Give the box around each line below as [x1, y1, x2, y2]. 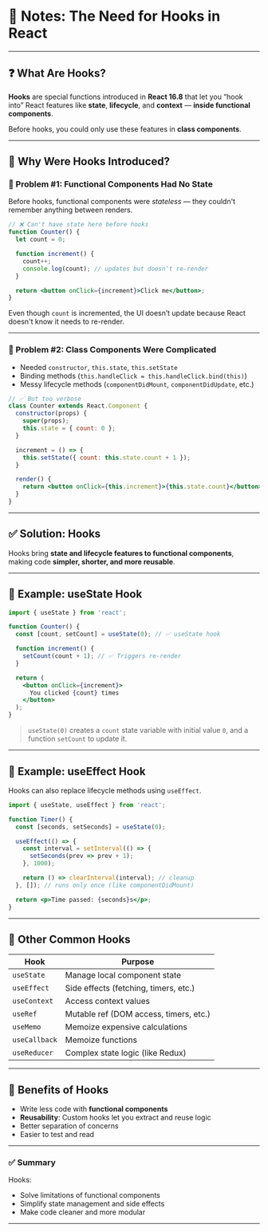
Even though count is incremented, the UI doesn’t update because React [8, 309, 246, 318]
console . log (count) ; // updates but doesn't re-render [22, 265, 209, 273]
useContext [12, 997, 53, 1006]
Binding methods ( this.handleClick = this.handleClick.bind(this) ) [19, 371, 247, 380]
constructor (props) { [15, 410, 88, 418]
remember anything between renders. [8, 205, 133, 215]
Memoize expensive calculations [65, 1021, 187, 1033]
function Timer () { [8, 815, 73, 824]
